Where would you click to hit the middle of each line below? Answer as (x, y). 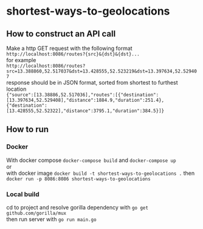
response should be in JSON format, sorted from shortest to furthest (92, 83)
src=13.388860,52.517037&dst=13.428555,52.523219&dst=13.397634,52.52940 (102, 71)
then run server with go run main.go (51, 219)
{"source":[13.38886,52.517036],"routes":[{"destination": (83, 95)
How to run (28, 129)
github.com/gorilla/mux (36, 213)
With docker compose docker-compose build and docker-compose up (91, 160)
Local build (23, 194)
